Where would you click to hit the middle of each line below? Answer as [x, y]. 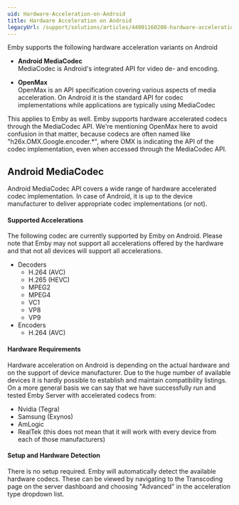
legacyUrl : [23, 27]
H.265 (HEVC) [49, 280]
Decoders [32, 265]
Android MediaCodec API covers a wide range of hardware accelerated [112, 188]
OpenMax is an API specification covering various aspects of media [117, 90]
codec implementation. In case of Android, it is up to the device [100, 196]
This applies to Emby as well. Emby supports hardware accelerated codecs [117, 119]
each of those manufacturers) [61, 439]
